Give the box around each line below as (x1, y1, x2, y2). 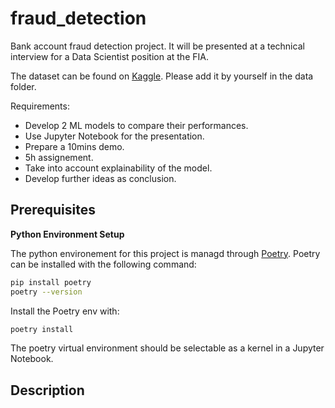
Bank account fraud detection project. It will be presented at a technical (10, 40, 305, 52)
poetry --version (10, 287, 83, 297)
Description (10, 382, 85, 399)
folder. (10, 80, 37, 92)
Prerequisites (10, 202, 96, 219)
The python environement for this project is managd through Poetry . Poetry (10, 247, 321, 259)
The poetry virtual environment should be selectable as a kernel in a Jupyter (10, 342, 325, 354)
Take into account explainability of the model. (24, 162, 213, 174)
